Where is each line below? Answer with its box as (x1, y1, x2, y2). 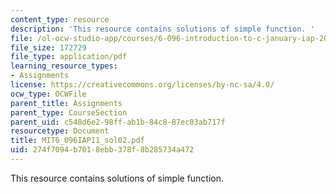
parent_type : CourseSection (10, 107, 128, 118)
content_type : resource (10, 14, 110, 25)
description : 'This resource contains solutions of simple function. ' (10, 24, 315, 34)
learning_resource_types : (10, 61, 118, 71)
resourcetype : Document (10, 126, 110, 136)
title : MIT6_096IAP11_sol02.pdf (10, 136, 145, 146)
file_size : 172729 (10, 42, 87, 53)
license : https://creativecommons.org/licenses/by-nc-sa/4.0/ (10, 80, 275, 90)
